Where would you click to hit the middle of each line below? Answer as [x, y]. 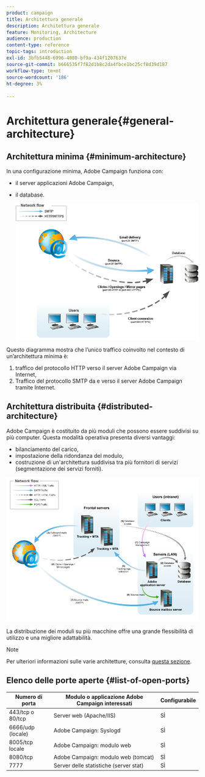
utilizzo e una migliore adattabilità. [49, 637]
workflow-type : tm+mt [34, 71]
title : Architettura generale [45, 19]
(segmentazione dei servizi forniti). [59, 468]
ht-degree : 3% [24, 84]
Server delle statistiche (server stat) [99, 765]
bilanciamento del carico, [47, 449]
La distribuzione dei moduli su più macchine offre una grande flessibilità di [100, 631]
